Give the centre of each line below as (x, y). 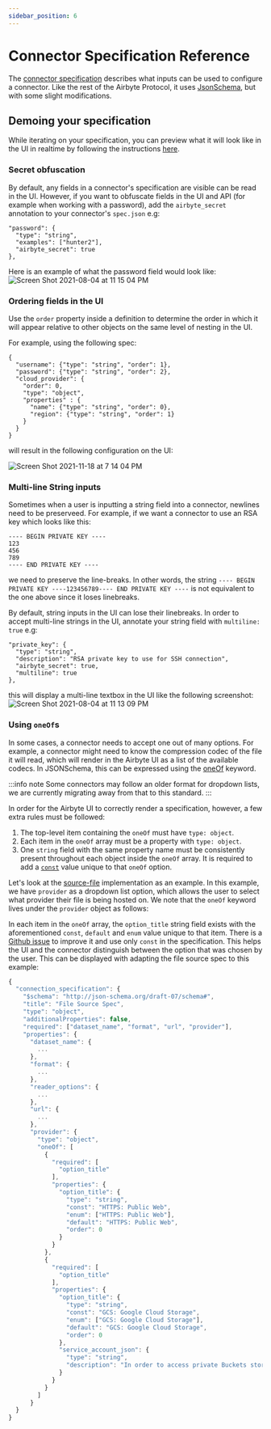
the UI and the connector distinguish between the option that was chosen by (135, 949)
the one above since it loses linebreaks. (74, 597)
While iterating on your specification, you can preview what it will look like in (135, 140)
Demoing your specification (80, 121)
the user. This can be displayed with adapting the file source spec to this (129, 958)
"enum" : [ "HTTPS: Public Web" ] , (120, 1215)
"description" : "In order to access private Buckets (156, 1365)
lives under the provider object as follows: (79, 908)
